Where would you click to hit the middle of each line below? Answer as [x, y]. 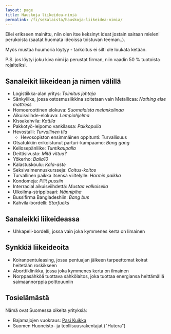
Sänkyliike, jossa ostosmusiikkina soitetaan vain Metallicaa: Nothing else [89, 99]
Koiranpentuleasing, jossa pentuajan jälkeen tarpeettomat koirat [80, 259]
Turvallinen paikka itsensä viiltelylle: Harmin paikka [67, 176]
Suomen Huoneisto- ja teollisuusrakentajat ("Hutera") [69, 326]
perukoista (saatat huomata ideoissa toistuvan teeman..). [65, 40]
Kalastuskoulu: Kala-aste [39, 164]
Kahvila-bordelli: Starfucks [41, 203]
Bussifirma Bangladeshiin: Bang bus [51, 197]
